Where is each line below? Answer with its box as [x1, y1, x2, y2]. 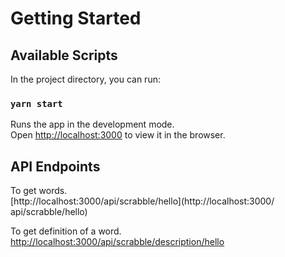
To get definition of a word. [10, 225, 122, 237]
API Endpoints [10, 158, 101, 175]
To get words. [10, 185, 68, 197]
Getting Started [10, 7, 142, 30]
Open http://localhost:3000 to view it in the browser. [10, 129, 226, 141]
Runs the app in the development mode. [10, 118, 175, 131]
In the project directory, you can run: [10, 73, 161, 85]
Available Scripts [10, 47, 118, 64]
